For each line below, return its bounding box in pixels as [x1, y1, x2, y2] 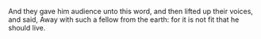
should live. [8, 23, 46, 32]
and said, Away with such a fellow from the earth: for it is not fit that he [8, 15, 240, 24]
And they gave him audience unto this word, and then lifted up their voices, [8, 7, 254, 16]
